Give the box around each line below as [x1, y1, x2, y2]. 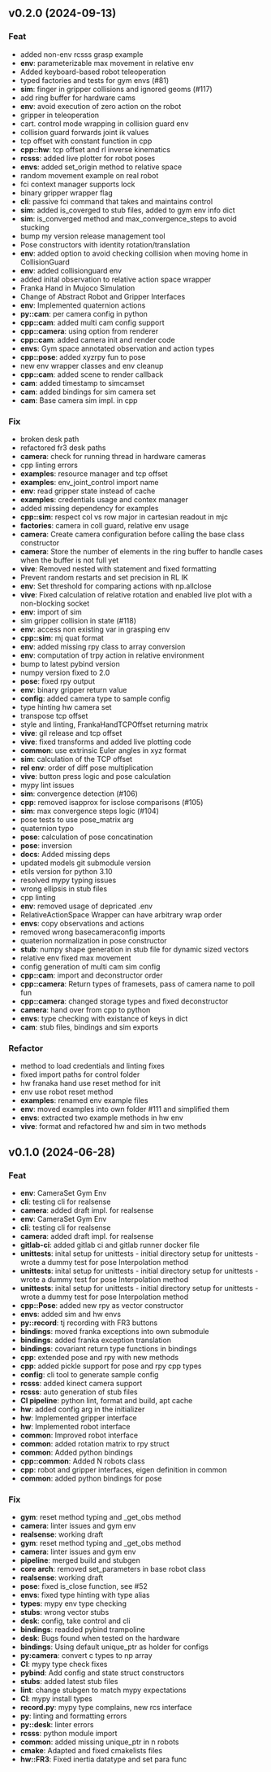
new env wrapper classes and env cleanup [19, 361, 164, 370]
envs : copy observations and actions [19, 918, 144, 928]
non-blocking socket [19, 598, 90, 608]
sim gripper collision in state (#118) [19, 615, 136, 625]
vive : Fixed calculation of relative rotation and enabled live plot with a [19, 589, 253, 599]
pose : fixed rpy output [19, 676, 96, 686]
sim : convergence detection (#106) [19, 789, 138, 798]
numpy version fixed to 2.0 [19, 667, 110, 677]
